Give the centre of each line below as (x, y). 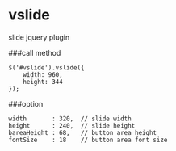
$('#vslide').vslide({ (46, 67)
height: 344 (43, 82)
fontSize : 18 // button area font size (88, 140)
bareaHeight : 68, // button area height (83, 132)
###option (26, 103)
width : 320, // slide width (70, 119)
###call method (35, 52)
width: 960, (43, 74)
